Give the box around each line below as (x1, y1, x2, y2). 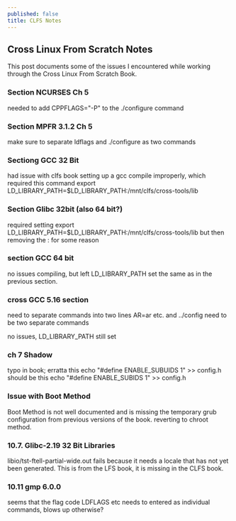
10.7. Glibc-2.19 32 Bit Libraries (7, 440, 116, 450)
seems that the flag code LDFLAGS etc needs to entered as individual (7, 498, 210, 507)
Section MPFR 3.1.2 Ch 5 (7, 122, 93, 131)
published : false (7, 10, 59, 18)
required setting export (7, 220, 74, 229)
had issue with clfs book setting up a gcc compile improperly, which (7, 171, 206, 180)
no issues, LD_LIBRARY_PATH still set (7, 332, 117, 341)
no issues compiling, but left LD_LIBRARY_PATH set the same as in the (7, 269, 213, 278)
